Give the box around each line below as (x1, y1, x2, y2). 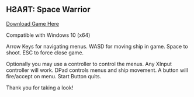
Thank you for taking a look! (6, 84, 74, 91)
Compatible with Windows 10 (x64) (6, 32, 91, 39)
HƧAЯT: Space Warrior (6, 5, 91, 15)
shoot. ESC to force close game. (6, 49, 84, 56)
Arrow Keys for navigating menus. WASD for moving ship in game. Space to (6, 43, 188, 50)
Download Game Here (6, 20, 60, 27)
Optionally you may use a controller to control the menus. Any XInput (6, 60, 172, 67)
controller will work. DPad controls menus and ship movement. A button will (6, 67, 188, 74)
